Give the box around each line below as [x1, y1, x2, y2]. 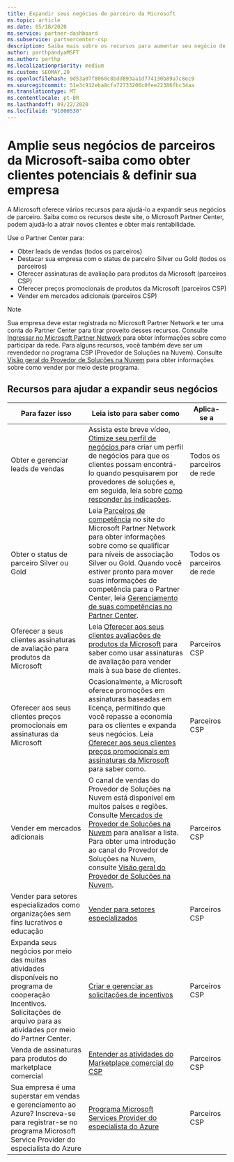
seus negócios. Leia [88, 729, 154, 738]
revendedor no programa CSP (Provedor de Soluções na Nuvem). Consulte [7, 348, 223, 357]
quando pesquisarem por [96, 468, 179, 478]
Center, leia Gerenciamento [88, 593, 178, 602]
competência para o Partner [88, 584, 180, 594]
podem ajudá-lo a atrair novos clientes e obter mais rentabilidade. [7, 220, 196, 228]
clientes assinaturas [10, 634, 77, 644]
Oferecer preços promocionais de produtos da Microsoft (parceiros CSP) [17, 284, 227, 292]
